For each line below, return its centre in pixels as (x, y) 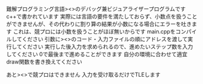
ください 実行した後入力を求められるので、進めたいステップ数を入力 (108, 47)
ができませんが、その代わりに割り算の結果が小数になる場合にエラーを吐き (99, 24)
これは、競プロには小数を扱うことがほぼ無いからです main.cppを (94, 31)
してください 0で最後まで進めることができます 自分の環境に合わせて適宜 (97, 54)
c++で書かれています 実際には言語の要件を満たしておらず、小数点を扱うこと (102, 16)
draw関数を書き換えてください (45, 62)
